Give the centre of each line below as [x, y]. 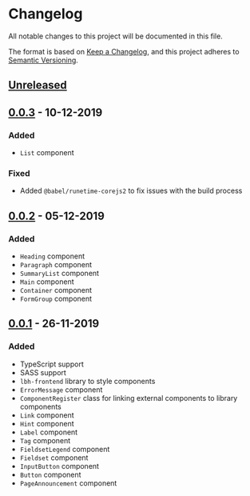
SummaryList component [60, 273]
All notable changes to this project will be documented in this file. [116, 36]
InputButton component [60, 466]
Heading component [52, 256]
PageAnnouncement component [68, 483]
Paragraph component [56, 264]
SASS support [43, 372]
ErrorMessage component [61, 390]
